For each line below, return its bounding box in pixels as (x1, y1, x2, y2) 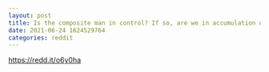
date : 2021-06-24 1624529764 (8, 26, 106, 34)
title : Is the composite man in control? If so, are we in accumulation (8, 19, 256, 27)
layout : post (8, 11, 52, 20)
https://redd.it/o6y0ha (8, 55, 82, 65)
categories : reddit (8, 33, 74, 42)
